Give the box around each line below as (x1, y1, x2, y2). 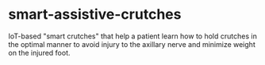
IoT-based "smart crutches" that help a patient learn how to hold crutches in (8, 31, 258, 41)
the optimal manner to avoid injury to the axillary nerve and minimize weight (8, 39, 255, 49)
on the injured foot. (8, 48, 71, 57)
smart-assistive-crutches (8, 5, 182, 23)
